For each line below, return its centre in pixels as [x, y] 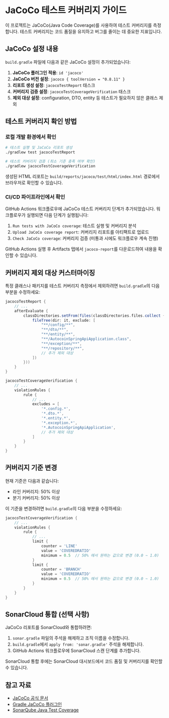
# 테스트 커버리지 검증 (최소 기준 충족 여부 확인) [50, 161]
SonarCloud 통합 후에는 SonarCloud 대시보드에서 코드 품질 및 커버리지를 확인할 [84, 661]
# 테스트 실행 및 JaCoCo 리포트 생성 [39, 148]
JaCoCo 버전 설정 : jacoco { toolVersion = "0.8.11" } [69, 79]
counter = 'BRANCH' [61, 569]
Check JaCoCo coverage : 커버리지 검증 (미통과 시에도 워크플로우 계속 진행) [85, 238]
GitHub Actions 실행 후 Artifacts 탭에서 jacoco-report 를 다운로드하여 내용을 [81, 249]
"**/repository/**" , [63, 348]
